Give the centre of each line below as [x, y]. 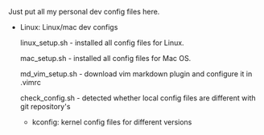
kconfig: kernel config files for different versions [112, 122]
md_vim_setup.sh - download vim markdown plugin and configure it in [136, 74]
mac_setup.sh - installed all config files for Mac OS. [105, 58]
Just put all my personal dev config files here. [84, 12]
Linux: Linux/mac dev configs [69, 27]
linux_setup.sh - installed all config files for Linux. [102, 43]
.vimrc [31, 82]
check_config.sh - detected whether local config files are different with [138, 98]
